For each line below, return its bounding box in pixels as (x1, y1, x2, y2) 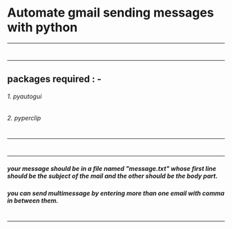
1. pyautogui (7, 92, 42, 101)
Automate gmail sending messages (7, 5, 214, 21)
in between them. (7, 196, 59, 205)
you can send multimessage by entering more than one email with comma (7, 189, 225, 198)
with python (7, 19, 78, 35)
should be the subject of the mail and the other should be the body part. (7, 172, 218, 180)
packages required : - (7, 73, 101, 84)
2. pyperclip (7, 113, 41, 122)
